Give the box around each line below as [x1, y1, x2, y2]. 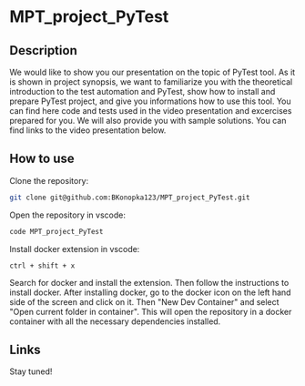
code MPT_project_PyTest [9, 227, 104, 236]
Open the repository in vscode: [9, 209, 126, 220]
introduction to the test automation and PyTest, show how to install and [9, 86, 276, 96]
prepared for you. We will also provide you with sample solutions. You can [9, 116, 287, 126]
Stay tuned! [9, 366, 53, 377]
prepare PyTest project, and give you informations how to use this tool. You [9, 96, 291, 107]
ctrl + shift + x [9, 261, 76, 270]
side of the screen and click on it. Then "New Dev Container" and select [9, 296, 280, 307]
